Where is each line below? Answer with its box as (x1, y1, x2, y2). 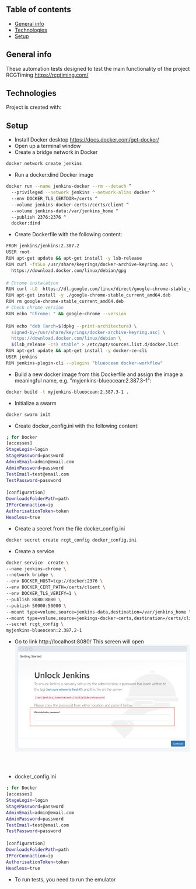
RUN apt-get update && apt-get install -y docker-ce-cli (6, 348, 148, 354)
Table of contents (6, 5, 71, 15)
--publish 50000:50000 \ (6, 602, 66, 609)
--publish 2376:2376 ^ (11, 214, 66, 220)
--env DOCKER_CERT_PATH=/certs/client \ (6, 584, 106, 590)
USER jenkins (6, 354, 38, 360)
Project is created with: (6, 104, 62, 111)
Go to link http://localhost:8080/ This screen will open (14, 638, 144, 645)
